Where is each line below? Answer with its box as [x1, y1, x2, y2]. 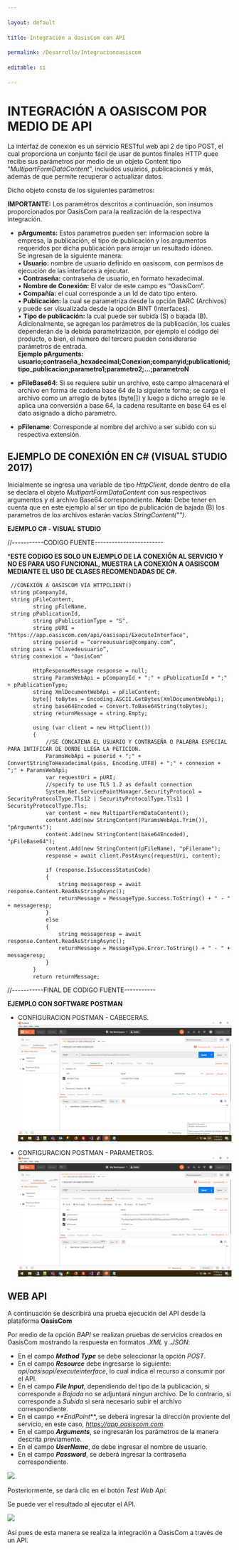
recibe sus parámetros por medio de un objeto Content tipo [7, 157, 181, 165]
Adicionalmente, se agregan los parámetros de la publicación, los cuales [17, 319, 230, 327]
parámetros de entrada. [17, 342, 87, 350]
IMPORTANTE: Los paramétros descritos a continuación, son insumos [7, 199, 213, 208]
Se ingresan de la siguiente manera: [17, 251, 123, 260]
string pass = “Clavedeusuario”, [10, 646, 110, 653]
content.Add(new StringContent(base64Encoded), [45, 831, 190, 838]
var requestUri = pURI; [45, 774, 116, 781]
